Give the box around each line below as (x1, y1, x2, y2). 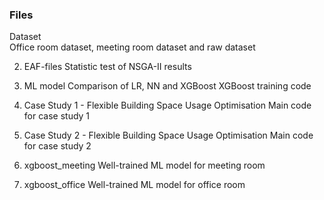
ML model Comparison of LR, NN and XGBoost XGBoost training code (23, 80, 312, 92)
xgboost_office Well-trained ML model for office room (23, 179, 246, 191)
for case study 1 (23, 110, 91, 122)
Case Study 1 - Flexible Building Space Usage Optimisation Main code (23, 99, 312, 112)
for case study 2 (23, 140, 92, 152)
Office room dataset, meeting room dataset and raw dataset (9, 41, 256, 53)
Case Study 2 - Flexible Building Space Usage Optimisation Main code (23, 129, 314, 142)
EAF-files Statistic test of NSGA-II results (23, 61, 192, 73)
